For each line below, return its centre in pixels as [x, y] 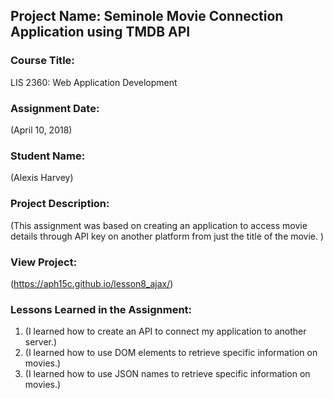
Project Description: [60, 204]
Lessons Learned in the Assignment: [101, 309]
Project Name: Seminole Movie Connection [147, 16]
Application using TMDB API [100, 32]
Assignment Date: [55, 108]
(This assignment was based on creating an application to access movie [159, 225]
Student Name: [48, 156]
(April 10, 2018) [41, 130]
